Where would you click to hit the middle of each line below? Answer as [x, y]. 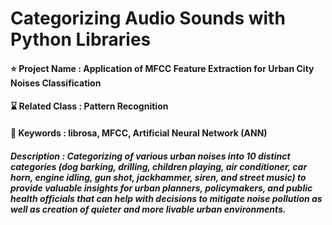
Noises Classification [56, 83]
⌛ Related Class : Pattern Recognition [89, 106]
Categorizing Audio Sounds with [148, 18]
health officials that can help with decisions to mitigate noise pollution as [166, 198]
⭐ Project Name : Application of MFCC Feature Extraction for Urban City [162, 68]
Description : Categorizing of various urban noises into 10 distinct [150, 156]
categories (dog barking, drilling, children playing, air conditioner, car [159, 166]
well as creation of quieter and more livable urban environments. [148, 209]
